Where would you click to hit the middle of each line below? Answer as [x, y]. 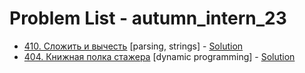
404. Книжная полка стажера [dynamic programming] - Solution [159, 56]
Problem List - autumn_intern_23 [148, 18]
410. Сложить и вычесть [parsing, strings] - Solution [133, 46]
